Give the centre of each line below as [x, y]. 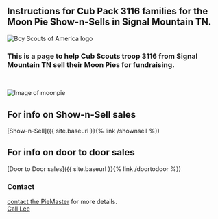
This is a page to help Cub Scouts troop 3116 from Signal [102, 56]
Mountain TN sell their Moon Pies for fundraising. [91, 64]
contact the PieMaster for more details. [62, 202]
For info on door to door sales [71, 152]
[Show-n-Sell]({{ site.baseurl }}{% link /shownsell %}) [83, 131]
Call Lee [19, 209]
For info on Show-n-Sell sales [72, 115]
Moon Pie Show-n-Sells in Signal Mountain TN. [109, 22]
